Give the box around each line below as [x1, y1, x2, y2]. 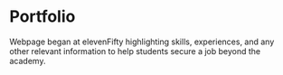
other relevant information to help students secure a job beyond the [9, 45, 261, 56]
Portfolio [9, 6, 76, 27]
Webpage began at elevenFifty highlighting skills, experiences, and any [9, 36, 275, 47]
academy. [9, 55, 46, 66]
